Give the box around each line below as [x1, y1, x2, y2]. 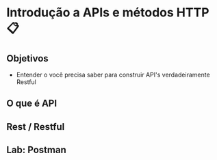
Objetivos [6, 53, 49, 64]
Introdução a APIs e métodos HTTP [6, 5, 209, 21]
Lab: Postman [6, 144, 66, 156]
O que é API [6, 98, 58, 109]
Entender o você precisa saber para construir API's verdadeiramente [16, 70, 210, 79]
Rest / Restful [6, 121, 65, 133]
